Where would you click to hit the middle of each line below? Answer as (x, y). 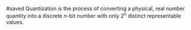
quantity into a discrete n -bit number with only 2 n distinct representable (94, 15)
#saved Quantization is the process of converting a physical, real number (95, 9)
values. (15, 22)
